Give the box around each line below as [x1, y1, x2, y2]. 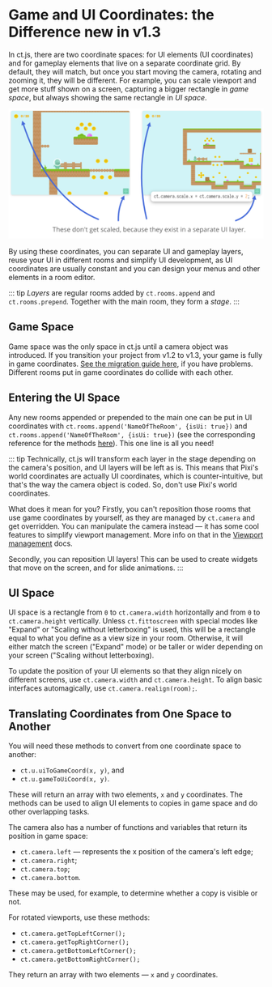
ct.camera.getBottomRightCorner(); [19, 955, 141, 964]
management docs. [8, 538, 73, 548]
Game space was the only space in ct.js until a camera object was [8, 342, 229, 351]
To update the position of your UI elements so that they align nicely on [8, 666, 243, 676]
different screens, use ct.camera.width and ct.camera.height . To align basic [8, 674, 263, 685]
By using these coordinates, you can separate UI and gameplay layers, [8, 246, 244, 256]
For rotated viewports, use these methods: [8, 913, 151, 922]
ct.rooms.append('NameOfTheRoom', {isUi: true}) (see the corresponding [8, 429, 256, 439]
